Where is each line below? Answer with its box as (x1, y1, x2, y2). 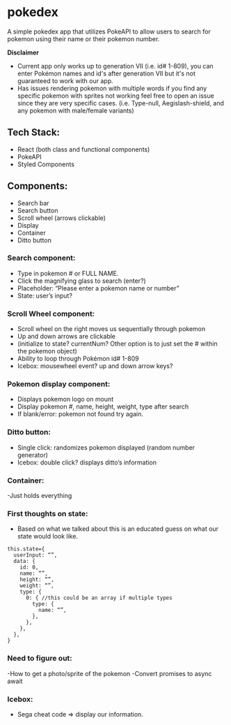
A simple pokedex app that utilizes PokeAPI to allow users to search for (7, 27, 211, 36)
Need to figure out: (7, 654, 73, 664)
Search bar (17, 198, 50, 207)
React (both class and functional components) (17, 145, 150, 154)
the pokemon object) (17, 347, 78, 356)
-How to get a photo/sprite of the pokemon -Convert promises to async (7, 669, 212, 678)
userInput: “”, (13, 552, 58, 559)
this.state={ (7, 545, 45, 552)
